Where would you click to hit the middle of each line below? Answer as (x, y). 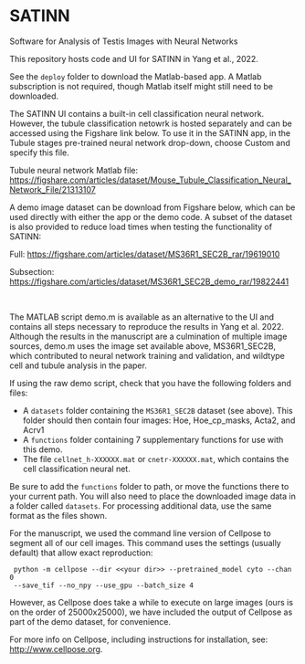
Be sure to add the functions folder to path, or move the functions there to (149, 486)
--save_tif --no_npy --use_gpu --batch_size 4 (104, 585)
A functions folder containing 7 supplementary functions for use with (153, 439)
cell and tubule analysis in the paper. (79, 365)
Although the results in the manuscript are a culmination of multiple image (148, 336)
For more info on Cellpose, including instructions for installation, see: (139, 639)
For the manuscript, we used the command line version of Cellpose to (140, 533)
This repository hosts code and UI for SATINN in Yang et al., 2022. (134, 58)
